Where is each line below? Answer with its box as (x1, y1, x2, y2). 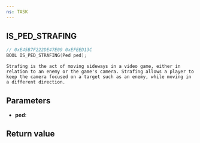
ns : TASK (6, 8, 28, 15)
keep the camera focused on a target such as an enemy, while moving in (6, 74, 192, 80)
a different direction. (6, 79, 66, 85)
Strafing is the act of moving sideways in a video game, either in (6, 64, 181, 70)
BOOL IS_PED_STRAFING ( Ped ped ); (6, 52, 87, 59)
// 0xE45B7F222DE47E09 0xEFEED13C (6, 47, 93, 53)
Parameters (6, 96, 51, 106)
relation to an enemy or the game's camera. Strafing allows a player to (6, 68, 195, 75)
